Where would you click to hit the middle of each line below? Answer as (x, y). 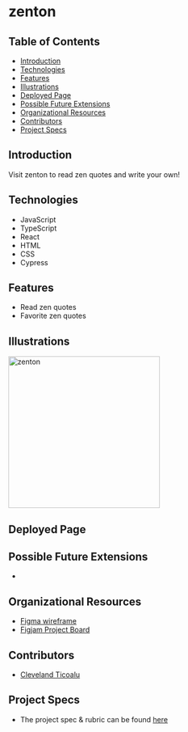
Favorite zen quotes (53, 316)
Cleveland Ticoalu (50, 675)
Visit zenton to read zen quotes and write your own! (94, 174)
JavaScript (38, 219)
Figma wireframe (48, 621)
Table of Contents (54, 42)
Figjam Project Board (55, 630)
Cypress (34, 262)
